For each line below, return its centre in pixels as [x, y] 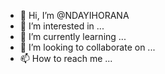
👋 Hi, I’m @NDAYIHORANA [74, 15]
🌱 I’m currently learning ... [73, 36]
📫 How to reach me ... [66, 58]
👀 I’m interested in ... [62, 26]
